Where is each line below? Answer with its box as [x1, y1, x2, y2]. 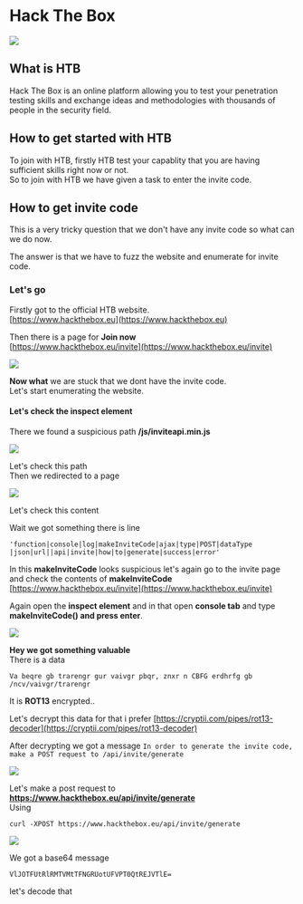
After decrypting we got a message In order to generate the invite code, [9, 740, 293, 751]
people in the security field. [9, 104, 111, 115]
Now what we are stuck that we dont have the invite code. [9, 375, 227, 386]
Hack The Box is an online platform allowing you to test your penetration [9, 85, 279, 96]
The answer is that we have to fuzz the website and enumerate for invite [9, 251, 279, 263]
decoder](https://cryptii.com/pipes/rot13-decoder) [9, 722, 198, 734]
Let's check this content [9, 505, 99, 515]
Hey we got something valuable [9, 644, 131, 655]
